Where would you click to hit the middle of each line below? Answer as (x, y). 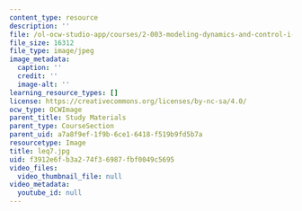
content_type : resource (54, 18)
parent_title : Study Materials (68, 118)
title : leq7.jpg (40, 151)
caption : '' (40, 68)
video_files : (34, 168)
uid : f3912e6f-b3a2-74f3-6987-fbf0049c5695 (92, 159)
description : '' (40, 26)
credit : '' (38, 76)
